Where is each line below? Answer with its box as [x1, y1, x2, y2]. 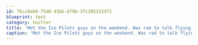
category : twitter [6, 19, 51, 25]
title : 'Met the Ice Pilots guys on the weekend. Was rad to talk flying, [6, 25, 194, 31]
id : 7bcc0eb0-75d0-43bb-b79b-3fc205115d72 [6, 8, 112, 15]
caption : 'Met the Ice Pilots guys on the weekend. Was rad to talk [6, 30, 178, 36]
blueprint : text [6, 14, 46, 20]
